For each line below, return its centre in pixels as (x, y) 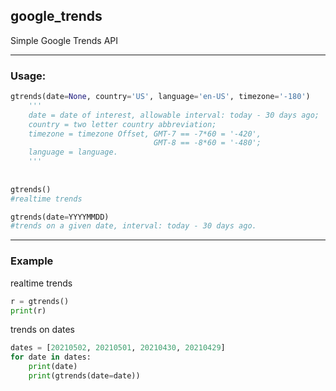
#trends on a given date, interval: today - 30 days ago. (133, 226)
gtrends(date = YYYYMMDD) (60, 217)
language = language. (73, 152)
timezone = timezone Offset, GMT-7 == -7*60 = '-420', (145, 134)
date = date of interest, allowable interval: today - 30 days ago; (174, 115)
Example (32, 261)
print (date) (53, 367)
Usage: (28, 76)
